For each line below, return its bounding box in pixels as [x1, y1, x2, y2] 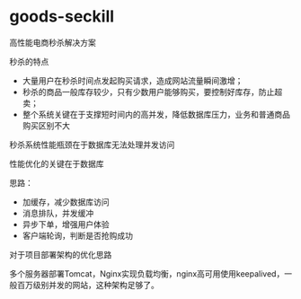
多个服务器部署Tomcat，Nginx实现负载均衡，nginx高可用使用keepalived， [9, 268, 285, 279]
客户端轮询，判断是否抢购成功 [22, 230, 133, 241]
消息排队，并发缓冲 [22, 207, 94, 218]
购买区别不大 [22, 119, 70, 131]
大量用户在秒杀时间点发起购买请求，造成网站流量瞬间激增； [22, 75, 243, 86]
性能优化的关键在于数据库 [9, 158, 104, 169]
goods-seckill [9, 6, 115, 27]
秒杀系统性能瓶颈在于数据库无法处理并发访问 [9, 139, 175, 150]
